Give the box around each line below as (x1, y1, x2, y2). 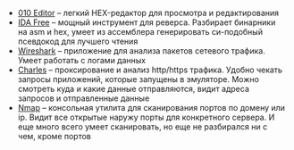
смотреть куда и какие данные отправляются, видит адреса (17, 84, 250, 94)
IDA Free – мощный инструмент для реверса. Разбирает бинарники (17, 17, 276, 28)
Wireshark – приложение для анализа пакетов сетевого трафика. (17, 46, 265, 56)
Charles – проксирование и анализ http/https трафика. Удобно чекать (17, 64, 283, 75)
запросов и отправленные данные (17, 93, 150, 104)
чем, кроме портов (17, 131, 92, 141)
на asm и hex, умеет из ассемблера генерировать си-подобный (17, 27, 264, 37)
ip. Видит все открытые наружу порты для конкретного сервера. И (17, 112, 275, 122)
